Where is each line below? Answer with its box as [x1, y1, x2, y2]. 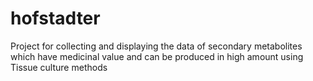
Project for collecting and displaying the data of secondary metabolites [10, 40, 303, 52]
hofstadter [10, 7, 101, 30]
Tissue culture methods [10, 61, 108, 73]
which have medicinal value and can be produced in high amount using [10, 50, 304, 62]
